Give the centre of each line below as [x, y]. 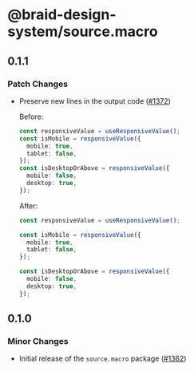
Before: [31, 116]
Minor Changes [38, 341]
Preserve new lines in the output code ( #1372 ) [95, 101]
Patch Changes [38, 84]
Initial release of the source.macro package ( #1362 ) [103, 359]
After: [28, 206]
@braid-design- [62, 15]
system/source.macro [83, 32]
